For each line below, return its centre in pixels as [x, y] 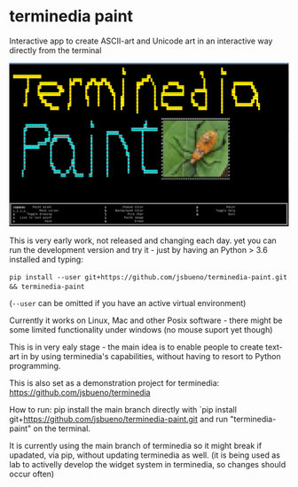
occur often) [32, 474]
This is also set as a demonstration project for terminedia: [114, 382]
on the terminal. [62, 428]
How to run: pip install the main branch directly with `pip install [123, 409]
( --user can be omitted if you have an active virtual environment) [128, 302]
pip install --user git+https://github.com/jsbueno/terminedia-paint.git [149, 277]
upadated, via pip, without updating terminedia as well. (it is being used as [145, 455]
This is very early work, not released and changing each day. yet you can [143, 240]
